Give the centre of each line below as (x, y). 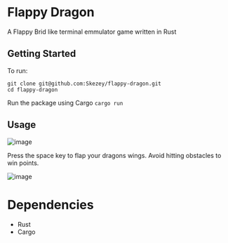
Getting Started (42, 54)
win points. (23, 163)
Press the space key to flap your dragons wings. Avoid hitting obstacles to (114, 155)
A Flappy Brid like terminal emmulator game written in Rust (92, 32)
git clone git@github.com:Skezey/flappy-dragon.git (84, 84)
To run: (18, 70)
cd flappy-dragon (33, 90)
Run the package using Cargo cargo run (65, 103)
